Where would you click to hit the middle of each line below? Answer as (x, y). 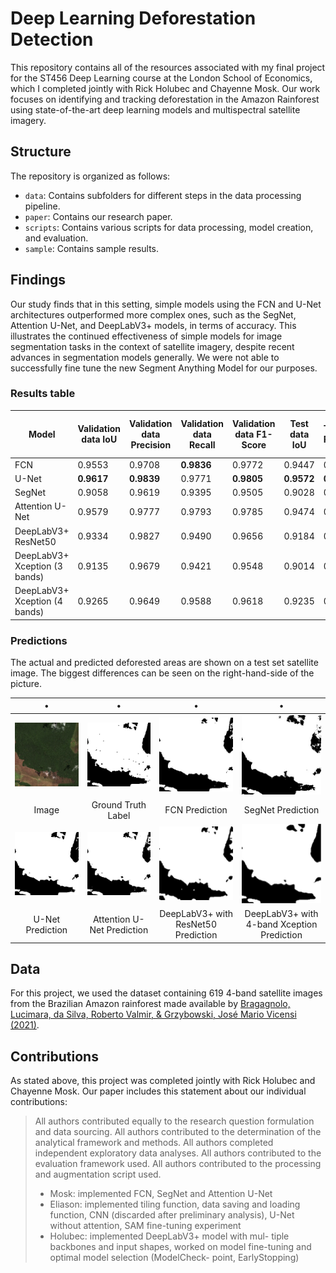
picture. (26, 683)
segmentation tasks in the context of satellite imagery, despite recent (152, 346)
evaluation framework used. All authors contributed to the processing (178, 1164)
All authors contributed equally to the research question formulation (174, 1121)
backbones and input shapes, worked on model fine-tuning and (180, 1247)
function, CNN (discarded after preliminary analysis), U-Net (172, 1215)
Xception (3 (38, 566)
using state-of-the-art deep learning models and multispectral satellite (155, 109)
